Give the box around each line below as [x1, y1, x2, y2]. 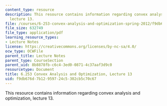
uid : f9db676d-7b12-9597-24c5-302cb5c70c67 [5, 76, 97, 81]
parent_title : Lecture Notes [5, 53, 66, 58]
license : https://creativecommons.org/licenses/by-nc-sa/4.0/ [5, 44, 137, 49]
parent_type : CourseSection [5, 58, 64, 63]
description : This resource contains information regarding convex [5, 12, 148, 17]
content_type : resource [5, 7, 55, 12]
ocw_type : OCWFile [5, 49, 43, 53]
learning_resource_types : [5, 35, 59, 40]
